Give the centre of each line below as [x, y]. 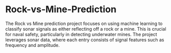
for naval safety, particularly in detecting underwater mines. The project [81, 34]
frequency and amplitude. [33, 45]
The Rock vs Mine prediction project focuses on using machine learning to [84, 23]
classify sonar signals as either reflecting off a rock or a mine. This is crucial [86, 29]
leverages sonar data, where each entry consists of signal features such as [85, 40]
